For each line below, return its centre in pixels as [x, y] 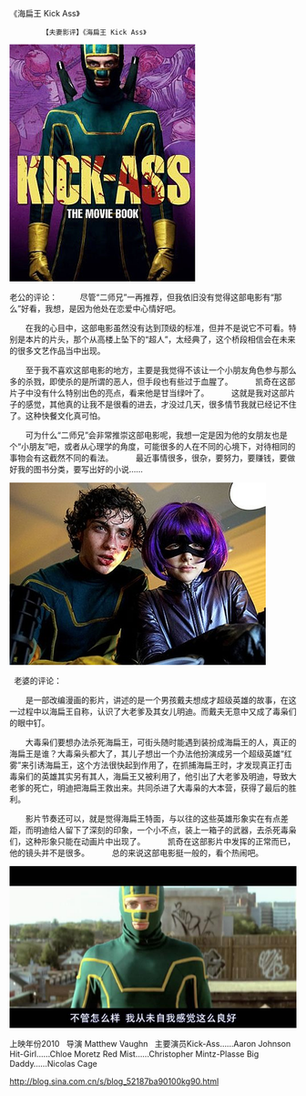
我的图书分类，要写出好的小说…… [80, 469]
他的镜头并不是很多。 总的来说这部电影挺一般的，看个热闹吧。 [137, 853]
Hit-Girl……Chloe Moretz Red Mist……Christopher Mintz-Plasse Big [134, 1054]
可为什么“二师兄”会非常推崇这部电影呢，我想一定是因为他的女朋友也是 [157, 435]
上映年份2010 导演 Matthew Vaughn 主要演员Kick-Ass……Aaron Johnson [150, 1043]
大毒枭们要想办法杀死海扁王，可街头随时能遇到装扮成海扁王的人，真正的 [161, 742]
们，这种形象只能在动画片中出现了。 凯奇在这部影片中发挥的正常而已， [153, 841]
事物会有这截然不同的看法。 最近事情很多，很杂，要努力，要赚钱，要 [148, 458]
